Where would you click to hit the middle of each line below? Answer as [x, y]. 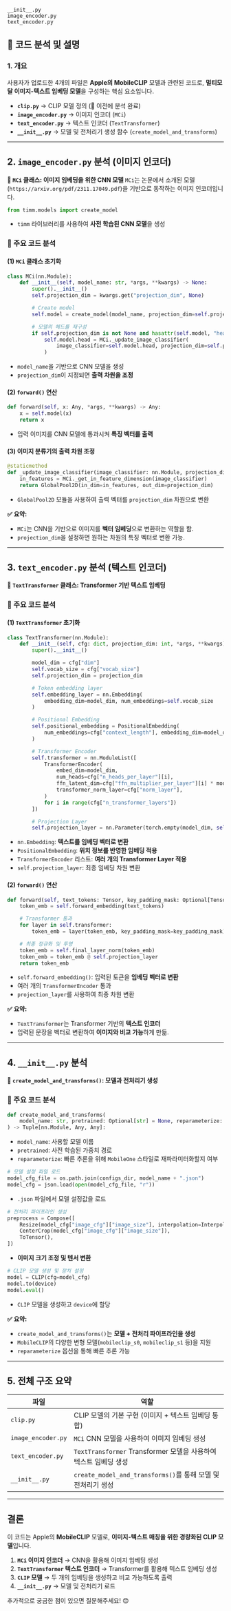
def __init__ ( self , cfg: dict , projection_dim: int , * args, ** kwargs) [123, 644]
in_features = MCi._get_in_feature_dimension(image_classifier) [113, 479]
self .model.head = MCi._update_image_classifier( [116, 340]
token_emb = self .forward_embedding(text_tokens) [92, 906]
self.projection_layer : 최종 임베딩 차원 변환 [79, 868]
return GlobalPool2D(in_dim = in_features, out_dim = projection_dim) [117, 485]
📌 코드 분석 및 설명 [44, 45]
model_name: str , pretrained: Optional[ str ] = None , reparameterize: [121, 1121]
